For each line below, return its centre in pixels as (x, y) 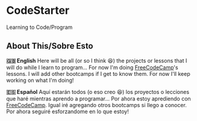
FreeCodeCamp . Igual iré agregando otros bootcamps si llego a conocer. (96, 105)
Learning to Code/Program (39, 27)
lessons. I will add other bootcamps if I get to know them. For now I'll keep (98, 73)
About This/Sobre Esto (50, 46)
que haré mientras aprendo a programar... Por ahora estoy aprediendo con (98, 98)
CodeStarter (38, 11)
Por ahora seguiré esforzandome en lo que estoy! (68, 111)
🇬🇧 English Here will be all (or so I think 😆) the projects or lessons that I (97, 60)
